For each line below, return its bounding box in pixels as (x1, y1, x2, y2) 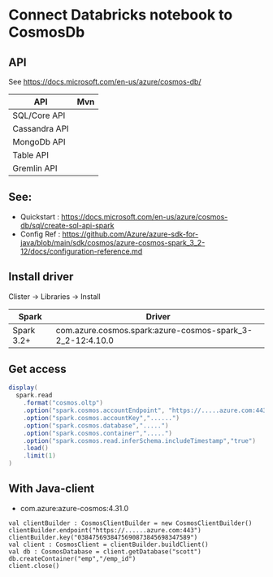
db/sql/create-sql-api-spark (19, 220, 115, 230)
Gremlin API (12, 163, 58, 174)
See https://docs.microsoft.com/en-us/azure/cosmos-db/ (8, 77, 201, 86)
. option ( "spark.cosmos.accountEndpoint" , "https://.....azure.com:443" (23, 406, 271, 415)
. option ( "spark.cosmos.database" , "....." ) (23, 421, 169, 430)
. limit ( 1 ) (23, 452, 57, 460)
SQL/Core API (12, 110, 66, 121)
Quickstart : (19, 211, 59, 221)
